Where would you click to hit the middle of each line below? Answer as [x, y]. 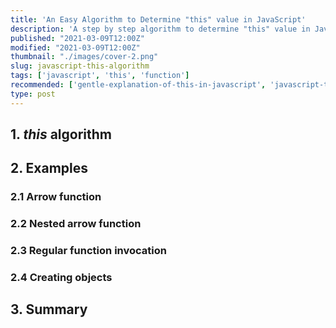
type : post [33, 94]
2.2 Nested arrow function [76, 224]
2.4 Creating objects [61, 278]
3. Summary [49, 309]
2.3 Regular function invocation [88, 251]
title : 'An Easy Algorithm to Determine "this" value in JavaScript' [158, 19]
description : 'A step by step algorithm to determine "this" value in [160, 29]
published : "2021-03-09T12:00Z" [77, 38]
